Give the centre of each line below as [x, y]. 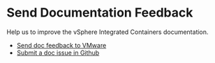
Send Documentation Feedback [100, 13]
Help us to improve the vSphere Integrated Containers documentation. [107, 32]
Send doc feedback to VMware [61, 45]
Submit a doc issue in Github [58, 53]
